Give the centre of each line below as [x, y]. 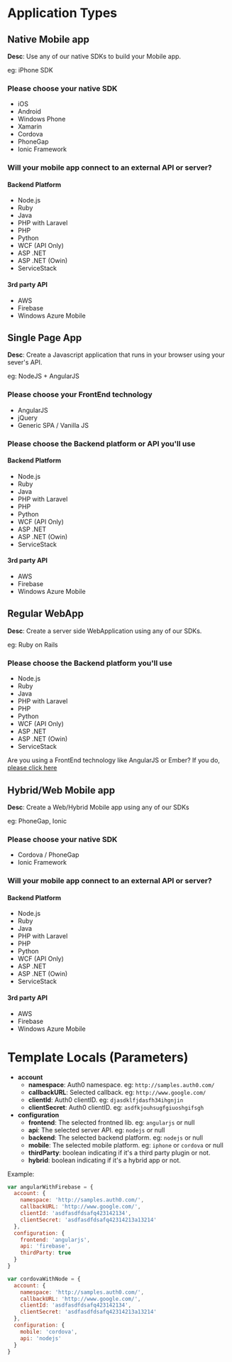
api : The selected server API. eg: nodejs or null [96, 1130]
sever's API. [25, 362]
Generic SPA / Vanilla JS [53, 425]
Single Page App [45, 338]
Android [29, 112]
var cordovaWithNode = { [44, 1279]
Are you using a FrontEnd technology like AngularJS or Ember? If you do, [114, 760]
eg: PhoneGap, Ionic [37, 821]
